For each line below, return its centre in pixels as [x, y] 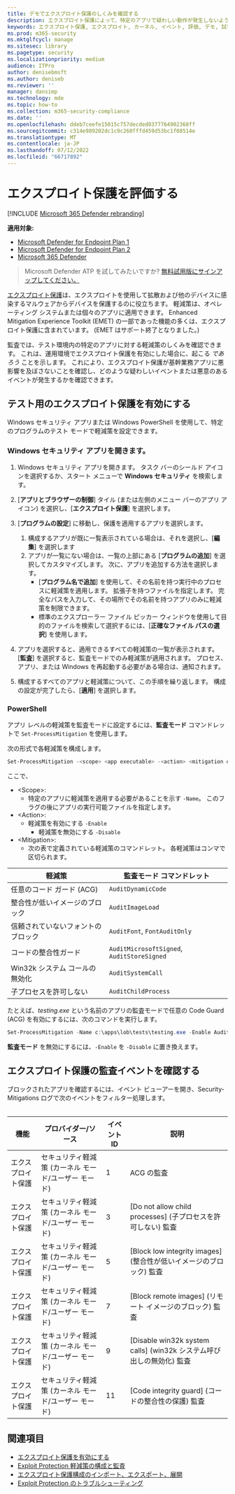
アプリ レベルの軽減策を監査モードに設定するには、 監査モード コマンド [110, 725]
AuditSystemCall [136, 973]
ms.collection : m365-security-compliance [69, 111]
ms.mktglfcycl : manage [40, 40]
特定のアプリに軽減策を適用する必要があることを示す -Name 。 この [123, 798]
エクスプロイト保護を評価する [93, 194]
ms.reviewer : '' [31, 85]
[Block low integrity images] [176, 1251]
